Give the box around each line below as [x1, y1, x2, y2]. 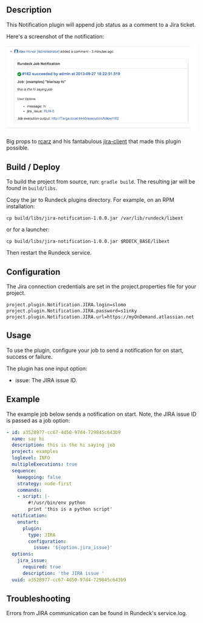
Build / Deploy [6, 162, 61, 172]
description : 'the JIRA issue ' [22, 570, 105, 576]
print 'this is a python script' [28, 506, 113, 512]
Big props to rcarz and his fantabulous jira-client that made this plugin [6, 138, 181, 145]
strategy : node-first [17, 480, 72, 487]
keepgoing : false [17, 474, 61, 480]
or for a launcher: [6, 226, 50, 233]
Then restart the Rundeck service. [6, 249, 92, 256]
